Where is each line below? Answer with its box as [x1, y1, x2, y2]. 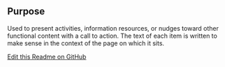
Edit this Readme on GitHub [7, 52, 87, 61]
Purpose [7, 6, 45, 17]
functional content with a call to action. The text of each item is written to [7, 31, 218, 40]
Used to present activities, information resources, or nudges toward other [7, 24, 219, 32]
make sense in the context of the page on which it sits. [7, 38, 165, 47]
